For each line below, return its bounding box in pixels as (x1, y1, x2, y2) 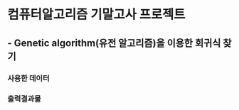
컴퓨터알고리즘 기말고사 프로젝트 (7, 6, 186, 23)
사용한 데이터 (7, 73, 50, 83)
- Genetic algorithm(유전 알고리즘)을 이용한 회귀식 (7, 37, 221, 49)
